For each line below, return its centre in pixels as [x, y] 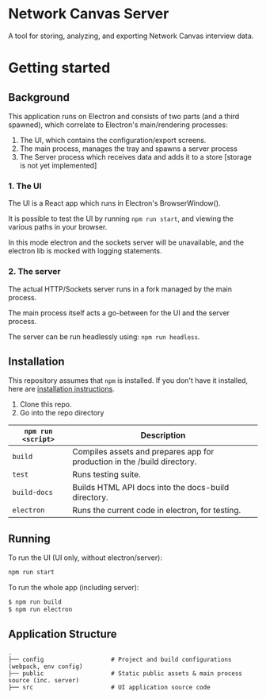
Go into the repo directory [62, 413]
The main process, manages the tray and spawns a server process [128, 149]
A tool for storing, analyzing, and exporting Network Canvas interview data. [131, 36]
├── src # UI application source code [110, 687]
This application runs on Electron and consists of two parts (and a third [124, 116]
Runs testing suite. [106, 475]
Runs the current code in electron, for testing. [157, 511]
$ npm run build [35, 602]
